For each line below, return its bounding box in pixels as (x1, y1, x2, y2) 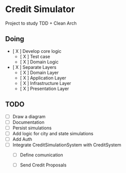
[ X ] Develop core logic (12, 48, 62, 54)
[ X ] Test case (20, 53, 50, 59)
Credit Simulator (5, 4, 75, 15)
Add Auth (12, 136, 33, 142)
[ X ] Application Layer (20, 74, 66, 81)
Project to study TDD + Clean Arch (5, 20, 77, 26)
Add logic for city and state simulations (12, 130, 94, 136)
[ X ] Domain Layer (20, 69, 59, 75)
